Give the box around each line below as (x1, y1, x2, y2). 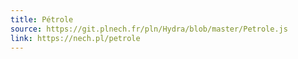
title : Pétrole (10, 14, 74, 25)
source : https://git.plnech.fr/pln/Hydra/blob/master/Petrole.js (10, 24, 288, 34)
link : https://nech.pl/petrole (10, 33, 141, 43)
